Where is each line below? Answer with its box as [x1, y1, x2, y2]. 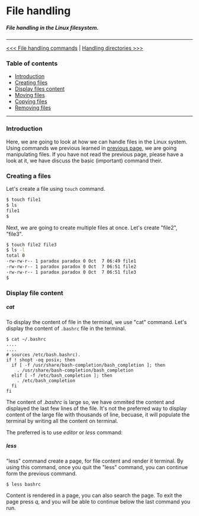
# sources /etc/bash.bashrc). [6, 351, 81, 358]
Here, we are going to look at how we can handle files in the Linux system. [6, 138, 188, 145]
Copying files [14, 98, 47, 105]
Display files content [14, 85, 65, 92]
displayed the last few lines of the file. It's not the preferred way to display [6, 405, 187, 412]
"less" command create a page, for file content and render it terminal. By [6, 457, 184, 464]
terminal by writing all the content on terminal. [6, 417, 118, 424]
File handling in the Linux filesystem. [6, 24, 99, 31]
